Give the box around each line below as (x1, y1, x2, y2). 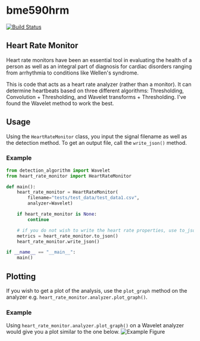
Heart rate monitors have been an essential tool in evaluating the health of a (6, 56, 192, 63)
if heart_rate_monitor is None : (17, 211, 97, 218)
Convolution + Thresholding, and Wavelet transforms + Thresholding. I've (6, 93, 186, 100)
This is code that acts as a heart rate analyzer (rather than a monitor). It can (6, 80, 192, 88)
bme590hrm (6, 4, 70, 17)
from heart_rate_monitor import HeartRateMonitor (6, 173, 132, 179)
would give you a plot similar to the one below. (6, 328, 120, 336)
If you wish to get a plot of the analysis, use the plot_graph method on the (6, 287, 187, 294)
